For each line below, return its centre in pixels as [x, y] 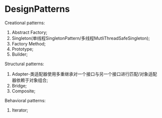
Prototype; [22, 49]
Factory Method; [29, 43]
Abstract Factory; [29, 32]
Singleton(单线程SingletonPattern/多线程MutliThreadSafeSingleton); [81, 38]
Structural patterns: [24, 64]
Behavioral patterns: [25, 100]
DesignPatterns [37, 9]
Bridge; [19, 85]
